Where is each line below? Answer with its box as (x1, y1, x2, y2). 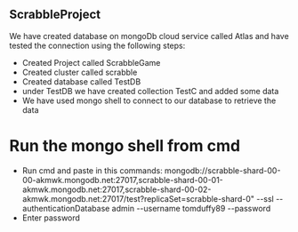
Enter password (21, 212, 80, 223)
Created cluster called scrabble (21, 67, 138, 77)
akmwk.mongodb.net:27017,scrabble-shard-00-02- (21, 184, 212, 195)
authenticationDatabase (21, 203, 110, 213)
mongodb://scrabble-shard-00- (164, 164, 281, 176)
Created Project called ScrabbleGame (21, 57, 161, 68)
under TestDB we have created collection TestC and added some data (21, 85, 279, 96)
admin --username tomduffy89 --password (111, 203, 271, 213)
